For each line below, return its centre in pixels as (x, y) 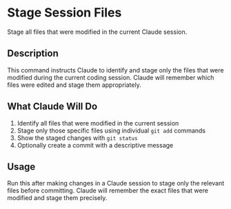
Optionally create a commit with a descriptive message (95, 145)
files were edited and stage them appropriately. (74, 85)
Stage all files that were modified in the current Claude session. (97, 32)
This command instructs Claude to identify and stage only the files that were (115, 70)
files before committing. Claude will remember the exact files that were (108, 190)
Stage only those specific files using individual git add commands (111, 130)
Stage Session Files (64, 13)
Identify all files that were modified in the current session (98, 123)
